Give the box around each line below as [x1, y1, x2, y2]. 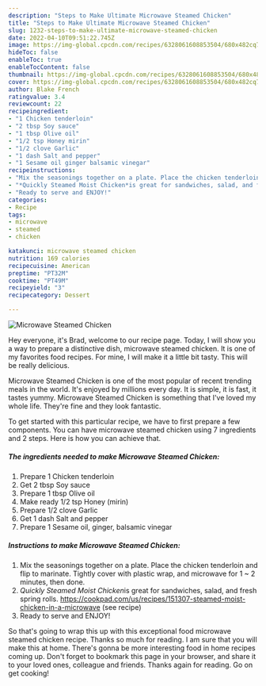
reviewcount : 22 [8, 100, 62, 108]
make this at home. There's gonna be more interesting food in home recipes [8, 643, 256, 653]
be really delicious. [8, 361, 70, 370]
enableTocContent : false [8, 63, 90, 71]
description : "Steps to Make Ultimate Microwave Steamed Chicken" [8, 11, 232, 20]
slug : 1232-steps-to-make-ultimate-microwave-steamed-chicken [8, 26, 218, 34]
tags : [8, 211, 26, 219]
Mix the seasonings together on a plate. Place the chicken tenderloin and [19, 560, 259, 569]
